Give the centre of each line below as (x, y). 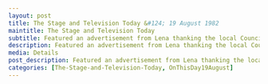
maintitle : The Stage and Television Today (82, 30)
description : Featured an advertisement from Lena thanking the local (128, 46)
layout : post (30, 16)
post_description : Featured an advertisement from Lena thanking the (126, 61)
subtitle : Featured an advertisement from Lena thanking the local (123, 38)
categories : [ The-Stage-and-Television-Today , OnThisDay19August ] (121, 68)
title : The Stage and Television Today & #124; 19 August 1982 (114, 23)
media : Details (33, 53)
